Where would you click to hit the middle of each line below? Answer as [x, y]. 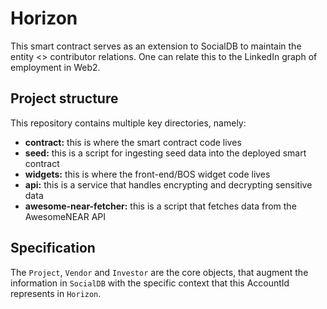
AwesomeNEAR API [65, 216]
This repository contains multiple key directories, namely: [128, 123]
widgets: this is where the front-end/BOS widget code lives [147, 174]
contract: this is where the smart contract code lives [133, 142]
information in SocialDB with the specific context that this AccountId [150, 283]
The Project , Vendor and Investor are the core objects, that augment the [159, 272]
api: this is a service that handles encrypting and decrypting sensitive [168, 184]
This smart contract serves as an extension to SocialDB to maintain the [156, 46]
